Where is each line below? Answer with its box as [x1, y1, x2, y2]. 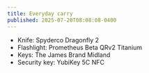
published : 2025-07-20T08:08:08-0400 [7, 17, 117, 24]
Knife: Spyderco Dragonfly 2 [17, 35, 100, 44]
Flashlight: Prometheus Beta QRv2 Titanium [17, 43, 143, 51]
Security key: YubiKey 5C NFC [17, 58, 105, 66]
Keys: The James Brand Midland [17, 50, 111, 59]
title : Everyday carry [7, 10, 73, 17]
